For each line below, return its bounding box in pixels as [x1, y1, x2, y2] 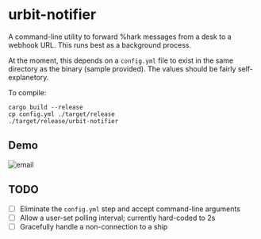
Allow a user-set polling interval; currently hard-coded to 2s [19, 213, 216, 222]
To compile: [8, 87, 47, 97]
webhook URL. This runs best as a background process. [8, 40, 192, 49]
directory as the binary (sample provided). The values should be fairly [8, 64, 236, 73]
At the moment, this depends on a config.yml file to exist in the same [8, 56, 234, 65]
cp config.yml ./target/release [8, 110, 115, 118]
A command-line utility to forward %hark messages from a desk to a [8, 32, 232, 41]
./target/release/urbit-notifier [8, 117, 119, 125]
